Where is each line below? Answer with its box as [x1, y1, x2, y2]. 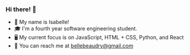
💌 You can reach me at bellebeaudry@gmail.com [14, 42, 134, 49]
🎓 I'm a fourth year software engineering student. [14, 25, 137, 32]
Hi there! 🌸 [5, 5, 37, 13]
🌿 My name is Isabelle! [14, 19, 69, 26]
